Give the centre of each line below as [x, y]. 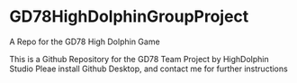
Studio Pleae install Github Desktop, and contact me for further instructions [148, 69]
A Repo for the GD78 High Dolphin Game [85, 41]
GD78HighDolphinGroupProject [129, 17]
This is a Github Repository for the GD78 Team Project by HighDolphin [139, 59]
